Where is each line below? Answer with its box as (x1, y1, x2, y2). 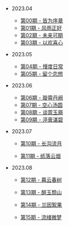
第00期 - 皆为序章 (20, 17, 63, 24)
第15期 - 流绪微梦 (20, 214, 62, 221)
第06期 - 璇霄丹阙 (20, 94, 63, 101)
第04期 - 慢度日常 (20, 63, 63, 70)
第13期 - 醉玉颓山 (20, 189, 63, 195)
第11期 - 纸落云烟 (20, 153, 61, 159)
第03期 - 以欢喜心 (20, 39, 63, 46)
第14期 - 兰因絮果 (20, 201, 63, 208)
